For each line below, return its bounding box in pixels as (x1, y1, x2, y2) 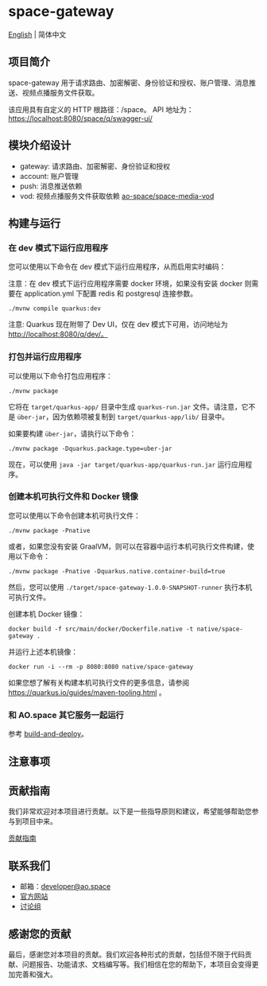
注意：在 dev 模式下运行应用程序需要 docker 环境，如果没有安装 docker (8, 279, 243, 289)
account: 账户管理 (19, 171, 79, 181)
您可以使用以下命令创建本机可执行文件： (8, 510, 141, 520)
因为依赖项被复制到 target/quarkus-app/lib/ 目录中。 (52, 412, 229, 421)
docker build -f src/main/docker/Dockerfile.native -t (8, 625, 194, 633)
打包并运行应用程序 (8, 351, 82, 363)
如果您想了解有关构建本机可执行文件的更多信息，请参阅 (8, 677, 189, 687)
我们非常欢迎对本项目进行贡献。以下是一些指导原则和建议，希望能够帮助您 (8, 806, 252, 817)
